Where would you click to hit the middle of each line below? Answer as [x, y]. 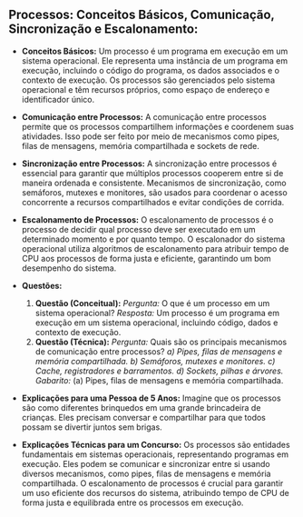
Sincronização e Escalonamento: [103, 30]
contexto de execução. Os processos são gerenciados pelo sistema [148, 80]
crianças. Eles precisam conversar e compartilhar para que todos [144, 417]
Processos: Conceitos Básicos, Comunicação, [142, 15]
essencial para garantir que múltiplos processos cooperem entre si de [152, 173]
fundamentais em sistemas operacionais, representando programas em [155, 454]
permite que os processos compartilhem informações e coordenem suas [157, 126]
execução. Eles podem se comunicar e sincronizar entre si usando [146, 463]
